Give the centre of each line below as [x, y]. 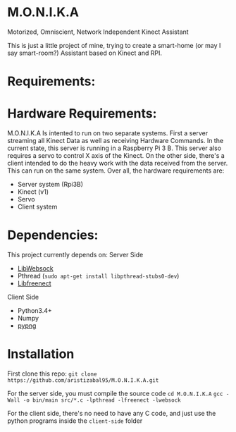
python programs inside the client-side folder [75, 421]
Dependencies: [53, 235]
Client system [37, 207]
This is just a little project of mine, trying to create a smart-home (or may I [114, 45]
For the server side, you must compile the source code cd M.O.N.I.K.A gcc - [118, 393]
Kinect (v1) [33, 192]
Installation [41, 354]
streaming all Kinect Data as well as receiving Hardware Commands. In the [116, 141]
